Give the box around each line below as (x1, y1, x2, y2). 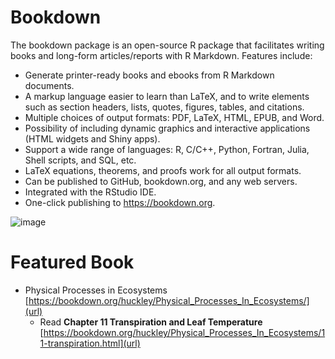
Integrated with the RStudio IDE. (24, 186, 157, 198)
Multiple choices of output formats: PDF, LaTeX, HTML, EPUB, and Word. (24, 111, 325, 123)
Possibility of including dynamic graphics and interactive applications (24, 122, 311, 134)
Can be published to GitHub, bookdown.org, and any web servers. (24, 175, 298, 187)
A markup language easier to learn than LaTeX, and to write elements (24, 90, 310, 102)
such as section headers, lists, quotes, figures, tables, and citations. (24, 101, 305, 113)
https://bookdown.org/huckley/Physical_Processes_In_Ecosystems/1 (43, 326, 326, 338)
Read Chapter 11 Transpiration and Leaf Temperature (39, 316, 263, 328)
